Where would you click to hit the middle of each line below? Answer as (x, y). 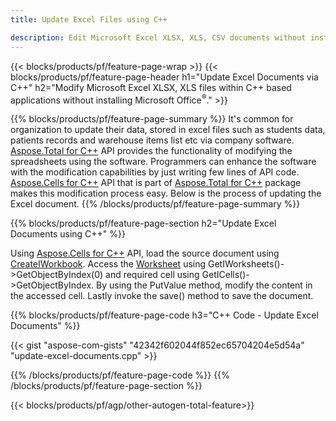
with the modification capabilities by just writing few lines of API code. (155, 172)
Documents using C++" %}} (68, 234)
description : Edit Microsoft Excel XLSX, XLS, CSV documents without (158, 37)
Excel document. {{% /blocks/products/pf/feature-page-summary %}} (155, 204)
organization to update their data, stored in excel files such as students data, (168, 130)
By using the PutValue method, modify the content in (204, 285)
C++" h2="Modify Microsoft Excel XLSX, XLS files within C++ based (151, 87)
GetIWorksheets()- (246, 264)
